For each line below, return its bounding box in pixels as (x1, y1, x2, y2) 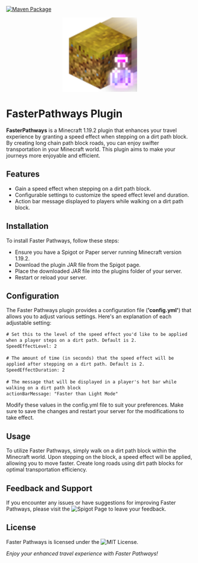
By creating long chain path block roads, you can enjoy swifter (6, 139, 159, 146)
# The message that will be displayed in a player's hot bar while (6, 379, 177, 385)
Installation (6, 221, 49, 231)
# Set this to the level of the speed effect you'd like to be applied (6, 332, 187, 338)
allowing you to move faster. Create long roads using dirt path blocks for (6, 460, 183, 467)
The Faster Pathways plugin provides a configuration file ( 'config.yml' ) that (6, 307, 191, 314)
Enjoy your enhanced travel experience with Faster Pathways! (6, 550, 159, 557)
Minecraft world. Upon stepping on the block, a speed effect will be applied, (6, 454, 192, 461)
